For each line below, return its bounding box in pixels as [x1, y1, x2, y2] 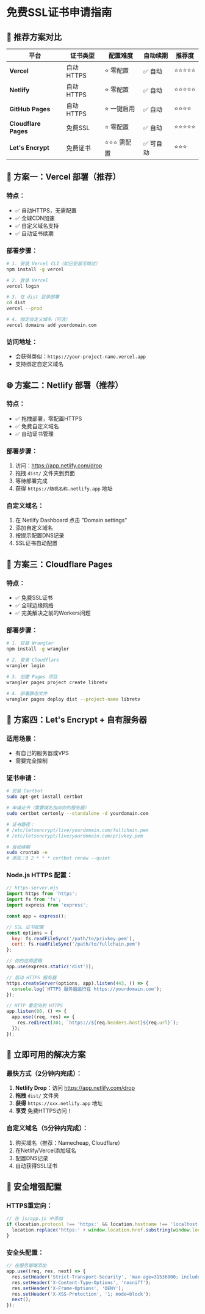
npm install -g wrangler [6, 646, 70, 652]
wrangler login [6, 663, 45, 669]
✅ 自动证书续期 [15, 230, 54, 237]
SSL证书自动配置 [15, 539, 58, 547]
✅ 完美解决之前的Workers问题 [15, 609, 91, 617]
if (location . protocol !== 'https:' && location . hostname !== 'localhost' [6, 1221, 201, 1228]
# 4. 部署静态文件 [6, 690, 48, 696]
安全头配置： [6, 1248, 45, 1257]
